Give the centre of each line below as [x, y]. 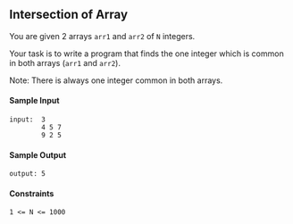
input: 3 [28, 120]
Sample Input [34, 101]
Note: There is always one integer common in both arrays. [116, 80]
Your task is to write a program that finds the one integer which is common [146, 54]
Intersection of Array [68, 15]
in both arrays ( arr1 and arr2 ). [65, 62]
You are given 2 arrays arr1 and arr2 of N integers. [102, 36]
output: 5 [28, 174]
